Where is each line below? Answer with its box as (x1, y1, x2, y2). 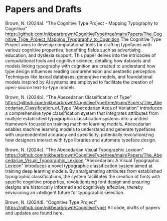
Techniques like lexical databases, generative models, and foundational (5, 73, 153, 80)
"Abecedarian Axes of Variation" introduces (72, 105, 162, 111)
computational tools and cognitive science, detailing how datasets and (5, 57, 151, 63)
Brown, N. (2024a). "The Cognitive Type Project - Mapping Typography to (5, 20, 158, 26)
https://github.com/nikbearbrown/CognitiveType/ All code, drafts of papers (5, 204, 160, 210)
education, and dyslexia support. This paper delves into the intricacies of (5, 52, 156, 58)
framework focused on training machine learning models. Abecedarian (5, 121, 151, 127)
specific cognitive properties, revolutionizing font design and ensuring (5, 179, 150, 185)
